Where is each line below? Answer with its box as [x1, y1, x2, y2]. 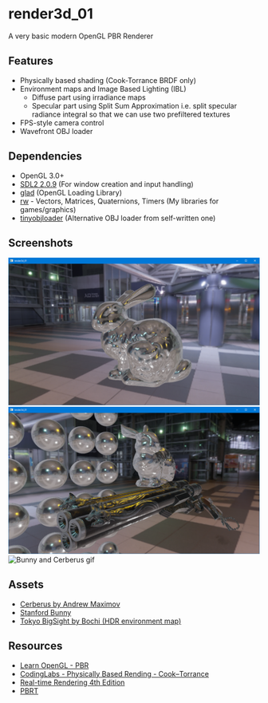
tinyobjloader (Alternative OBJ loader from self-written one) [19, 213, 216, 223]
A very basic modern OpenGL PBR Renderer [8, 31, 154, 41]
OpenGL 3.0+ [19, 171, 65, 180]
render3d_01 [8, 5, 93, 23]
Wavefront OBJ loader [19, 126, 93, 136]
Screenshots [8, 236, 73, 250]
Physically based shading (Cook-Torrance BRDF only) [19, 75, 197, 85]
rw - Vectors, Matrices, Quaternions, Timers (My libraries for [19, 196, 219, 206]
